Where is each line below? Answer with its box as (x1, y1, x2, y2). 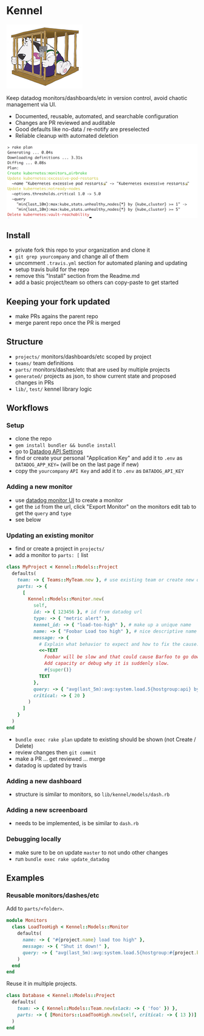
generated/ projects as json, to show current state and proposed (15, 372, 177, 380)
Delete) (15, 742, 34, 750)
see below (15, 516, 41, 523)
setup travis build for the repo (15, 266, 90, 273)
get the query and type (15, 509, 72, 517)
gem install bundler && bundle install (15, 442, 117, 449)
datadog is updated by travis (15, 761, 87, 768)
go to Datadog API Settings (15, 448, 83, 455)
